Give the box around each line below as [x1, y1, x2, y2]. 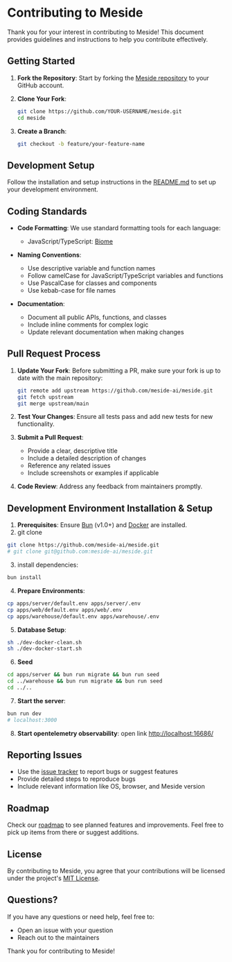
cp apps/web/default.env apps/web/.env [7, 606, 123, 613]
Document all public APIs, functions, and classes [27, 313, 167, 321]
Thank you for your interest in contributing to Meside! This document [7, 28, 204, 36]
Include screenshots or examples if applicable [27, 469, 159, 477]
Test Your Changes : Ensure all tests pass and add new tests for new [17, 413, 213, 421]
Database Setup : [17, 626, 67, 634]
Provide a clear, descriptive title [27, 447, 118, 455]
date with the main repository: [17, 373, 103, 382]
